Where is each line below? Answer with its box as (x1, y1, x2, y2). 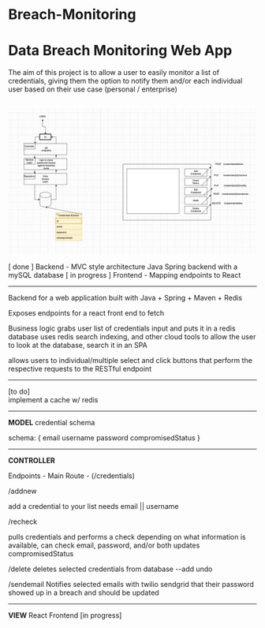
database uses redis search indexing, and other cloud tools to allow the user (8, 331, 256, 341)
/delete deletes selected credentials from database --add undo (8, 564, 213, 574)
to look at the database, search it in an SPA (8, 340, 147, 350)
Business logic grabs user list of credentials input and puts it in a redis (8, 323, 236, 333)
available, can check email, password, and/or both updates (8, 540, 200, 550)
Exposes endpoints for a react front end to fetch (8, 308, 164, 317)
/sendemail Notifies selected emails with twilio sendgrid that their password (8, 579, 255, 589)
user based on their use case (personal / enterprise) (8, 84, 177, 94)
